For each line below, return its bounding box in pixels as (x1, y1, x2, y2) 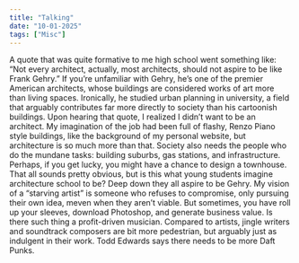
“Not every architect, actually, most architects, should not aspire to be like (9, 64, 283, 75)
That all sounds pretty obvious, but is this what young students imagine (9, 169, 274, 180)
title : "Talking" (9, 13, 75, 22)
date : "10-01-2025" (9, 22, 83, 31)
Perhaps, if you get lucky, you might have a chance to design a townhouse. (9, 159, 287, 171)
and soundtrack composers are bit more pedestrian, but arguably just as (9, 226, 277, 237)
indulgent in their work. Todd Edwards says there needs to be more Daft (9, 235, 276, 247)
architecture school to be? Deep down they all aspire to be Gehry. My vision (9, 179, 290, 189)
